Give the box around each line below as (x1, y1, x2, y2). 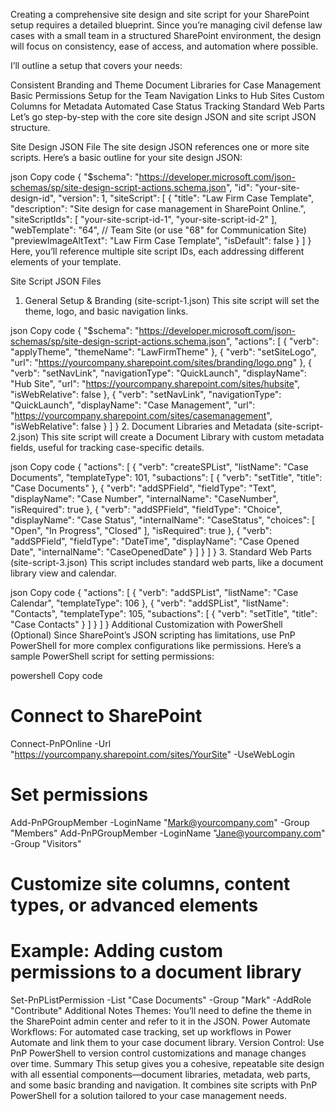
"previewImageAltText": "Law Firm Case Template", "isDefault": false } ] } (10, 235, 312, 246)
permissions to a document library (10, 961, 302, 984)
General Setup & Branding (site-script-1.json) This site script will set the (24, 295, 320, 306)
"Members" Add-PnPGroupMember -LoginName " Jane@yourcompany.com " (10, 827, 326, 839)
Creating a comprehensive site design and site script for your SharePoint (10, 9, 310, 20)
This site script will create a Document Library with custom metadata (41, 431, 325, 443)
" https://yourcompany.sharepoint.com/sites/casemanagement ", (10, 410, 273, 421)
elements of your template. (10, 256, 122, 268)
